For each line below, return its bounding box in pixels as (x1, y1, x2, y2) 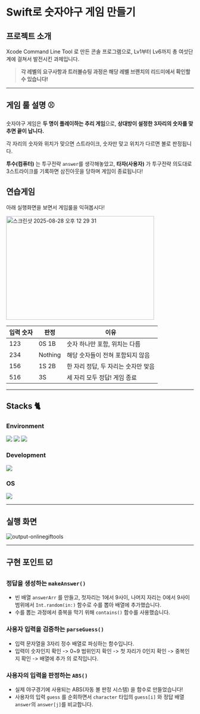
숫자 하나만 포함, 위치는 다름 (66, 339, 141, 348)
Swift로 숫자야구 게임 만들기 (6, 5, 136, 19)
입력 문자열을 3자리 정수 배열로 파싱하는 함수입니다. (14, 639, 135, 647)
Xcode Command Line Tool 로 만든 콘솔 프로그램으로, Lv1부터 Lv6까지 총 (6, 48, 177, 55)
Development (6, 451, 46, 459)
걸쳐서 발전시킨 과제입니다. (17, 55, 80, 63)
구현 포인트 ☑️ (6, 557, 52, 567)
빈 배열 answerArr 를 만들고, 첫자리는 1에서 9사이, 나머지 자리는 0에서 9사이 (14, 594, 190, 601)
